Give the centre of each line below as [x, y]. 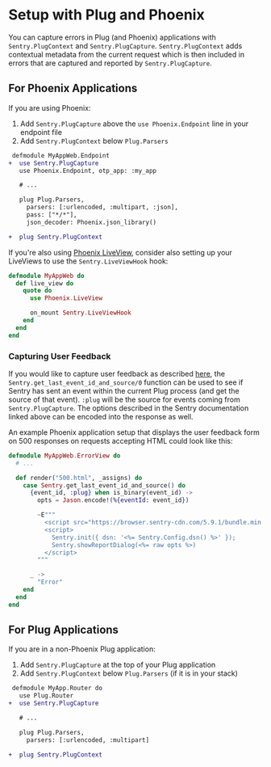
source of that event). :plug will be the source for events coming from [124, 399]
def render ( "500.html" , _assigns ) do [79, 478]
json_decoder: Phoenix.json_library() [92, 222]
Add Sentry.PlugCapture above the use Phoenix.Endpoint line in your [134, 124]
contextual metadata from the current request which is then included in [126, 54]
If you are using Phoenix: [50, 107]
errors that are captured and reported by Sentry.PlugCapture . [110, 63]
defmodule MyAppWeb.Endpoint [61, 155]
